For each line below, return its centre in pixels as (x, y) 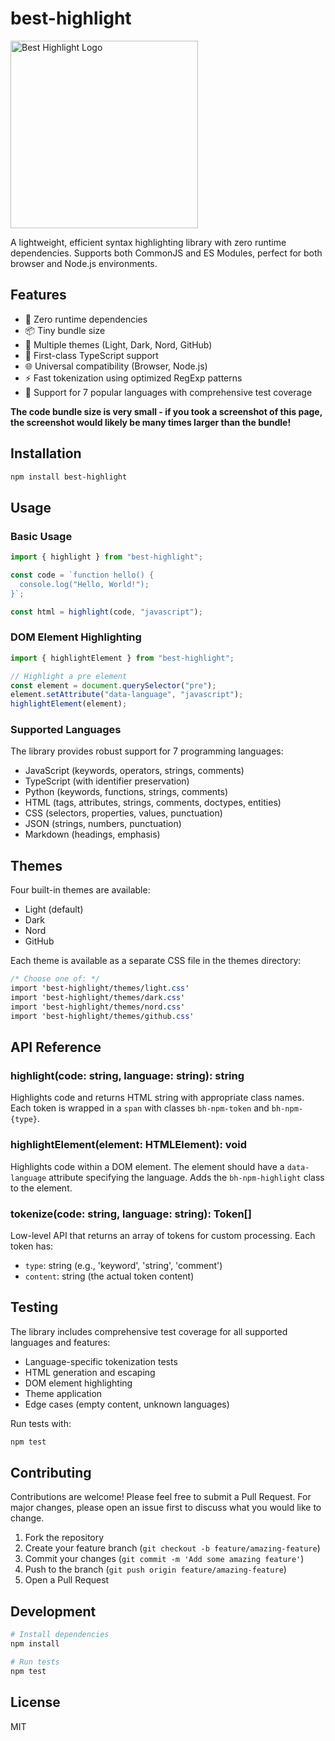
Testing (34, 1307)
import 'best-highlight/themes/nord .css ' (98, 1007)
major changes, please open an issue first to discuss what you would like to (166, 1508)
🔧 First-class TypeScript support (91, 355)
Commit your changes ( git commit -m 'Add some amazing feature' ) (164, 1559)
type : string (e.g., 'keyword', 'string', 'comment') (123, 1265)
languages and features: (60, 1342)
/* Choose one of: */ (55, 979)
